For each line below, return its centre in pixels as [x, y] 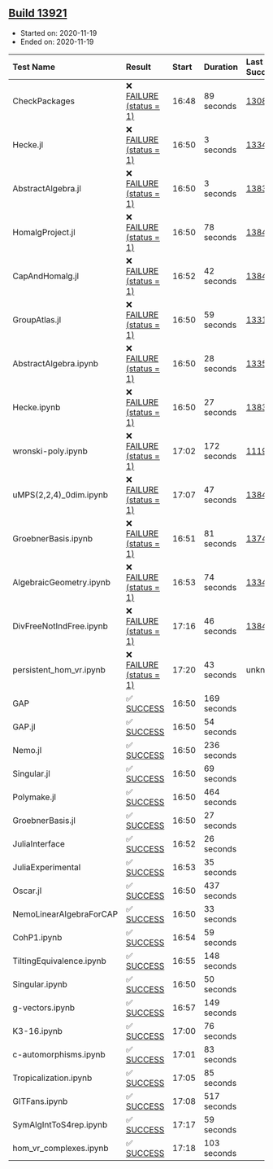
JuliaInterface [39, 843]
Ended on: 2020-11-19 [57, 42]
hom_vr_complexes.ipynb [61, 1148]
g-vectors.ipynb [44, 1007]
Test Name [34, 67]
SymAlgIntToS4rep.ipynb [60, 1124]
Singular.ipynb [40, 984]
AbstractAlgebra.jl [47, 188]
